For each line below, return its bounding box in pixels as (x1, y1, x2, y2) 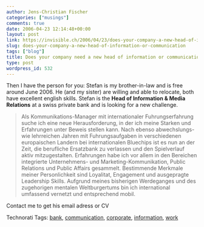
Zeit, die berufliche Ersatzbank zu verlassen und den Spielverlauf (21, 145, 185, 152)
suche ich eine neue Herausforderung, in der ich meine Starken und (21, 120, 191, 127)
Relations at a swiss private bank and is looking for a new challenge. (6, 101, 178, 109)
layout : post (6, 32, 39, 38)
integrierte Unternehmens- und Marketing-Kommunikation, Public (21, 158, 186, 166)
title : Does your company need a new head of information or (6, 54, 165, 60)
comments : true (6, 20, 45, 26)
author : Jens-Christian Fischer (6, 8, 88, 15)
